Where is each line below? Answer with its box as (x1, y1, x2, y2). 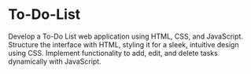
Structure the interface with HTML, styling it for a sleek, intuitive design (8, 39, 239, 49)
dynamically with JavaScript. (8, 57, 102, 66)
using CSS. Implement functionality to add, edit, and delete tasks (8, 48, 218, 57)
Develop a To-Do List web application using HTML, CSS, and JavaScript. (8, 31, 244, 41)
